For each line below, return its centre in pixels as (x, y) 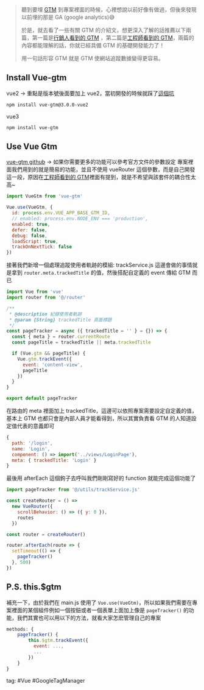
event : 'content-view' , (53, 365)
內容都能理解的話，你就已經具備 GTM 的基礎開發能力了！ (93, 45)
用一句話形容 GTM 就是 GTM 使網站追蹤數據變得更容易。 (92, 58)
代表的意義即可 (36, 426)
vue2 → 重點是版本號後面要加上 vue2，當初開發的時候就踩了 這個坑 (90, 93)
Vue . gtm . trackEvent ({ (44, 359)
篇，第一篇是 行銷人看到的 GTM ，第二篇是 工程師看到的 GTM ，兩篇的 (108, 38)
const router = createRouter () (46, 534)
